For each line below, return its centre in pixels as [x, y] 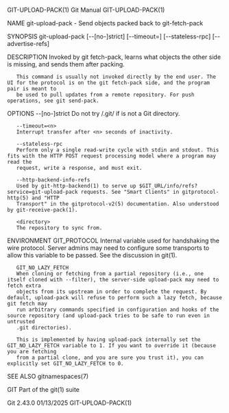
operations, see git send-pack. [53, 101]
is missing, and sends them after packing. [66, 64]
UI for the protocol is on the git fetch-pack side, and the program [109, 83]
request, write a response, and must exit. [79, 168]
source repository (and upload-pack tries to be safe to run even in [109, 316]
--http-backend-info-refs [53, 180]
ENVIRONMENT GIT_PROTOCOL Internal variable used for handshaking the [113, 240]
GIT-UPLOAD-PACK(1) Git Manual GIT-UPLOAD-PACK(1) [86, 10]
